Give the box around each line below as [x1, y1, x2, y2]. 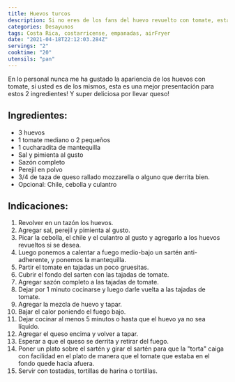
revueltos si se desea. [17, 241, 82, 250]
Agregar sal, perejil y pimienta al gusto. [17, 226, 131, 234]
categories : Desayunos [8, 23, 74, 30]
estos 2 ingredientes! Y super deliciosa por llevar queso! [8, 89, 170, 98]
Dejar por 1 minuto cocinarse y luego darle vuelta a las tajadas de [17, 285, 206, 293]
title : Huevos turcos [8, 10, 71, 17]
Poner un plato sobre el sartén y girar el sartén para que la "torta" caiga [17, 344, 224, 353]
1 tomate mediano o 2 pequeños [17, 135, 111, 144]
